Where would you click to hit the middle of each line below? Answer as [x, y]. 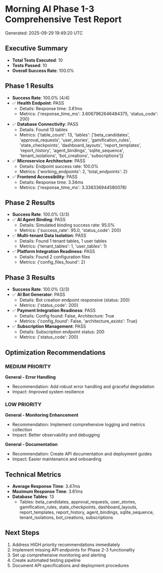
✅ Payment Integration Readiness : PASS [54, 310]
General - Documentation [31, 444]
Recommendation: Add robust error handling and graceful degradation [83, 386]
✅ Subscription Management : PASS [49, 326]
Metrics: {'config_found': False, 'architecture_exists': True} [79, 321]
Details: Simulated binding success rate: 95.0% [67, 225]
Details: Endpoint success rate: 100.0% [59, 166]
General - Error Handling [31, 377]
